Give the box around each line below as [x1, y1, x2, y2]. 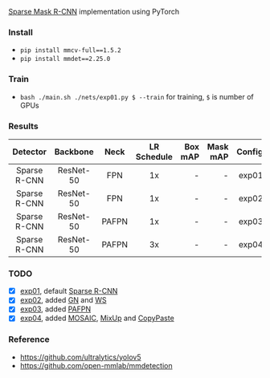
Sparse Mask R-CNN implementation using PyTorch [8, 7, 179, 16]
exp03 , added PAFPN [19, 304, 91, 314]
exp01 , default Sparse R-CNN [19, 287, 118, 296]
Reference [8, 334, 50, 345]
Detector [12, 146, 47, 157]
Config [236, 146, 264, 157]
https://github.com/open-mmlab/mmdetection [19, 360, 173, 370]
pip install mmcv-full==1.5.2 [19, 47, 122, 55]
